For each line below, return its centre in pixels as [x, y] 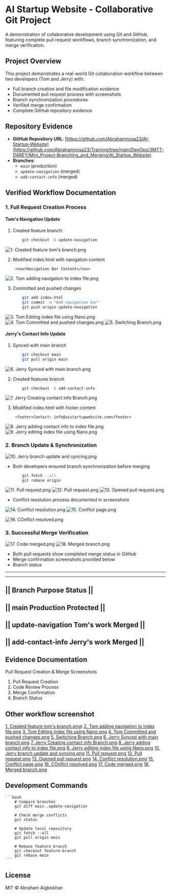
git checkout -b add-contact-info [59, 388]
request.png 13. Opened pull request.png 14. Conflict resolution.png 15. [80, 758]
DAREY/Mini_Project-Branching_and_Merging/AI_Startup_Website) [82, 155]
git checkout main [41, 354]
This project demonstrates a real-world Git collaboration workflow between [84, 73]
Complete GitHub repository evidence [52, 110]
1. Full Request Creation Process [46, 207]
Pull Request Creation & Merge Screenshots [51, 672]
